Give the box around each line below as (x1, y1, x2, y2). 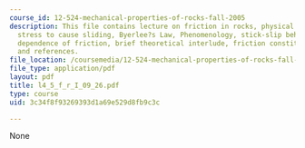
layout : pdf (9, 73, 54, 82)
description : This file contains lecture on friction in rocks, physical (9, 22, 295, 31)
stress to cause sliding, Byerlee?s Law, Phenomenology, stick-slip (17, 30, 282, 39)
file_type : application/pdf (9, 64, 116, 74)
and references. (17, 47, 79, 56)
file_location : (9, 55, 67, 64)
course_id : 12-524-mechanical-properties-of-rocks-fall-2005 (9, 13, 246, 23)
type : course (9, 89, 59, 98)
